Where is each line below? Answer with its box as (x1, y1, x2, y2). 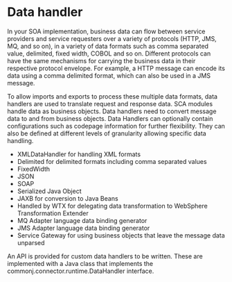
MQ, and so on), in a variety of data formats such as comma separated (7, 42, 209, 50)
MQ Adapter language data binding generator (17, 216, 148, 224)
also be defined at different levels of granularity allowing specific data (7, 129, 206, 138)
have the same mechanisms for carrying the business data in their (7, 56, 196, 65)
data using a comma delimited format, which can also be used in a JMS (7, 71, 211, 80)
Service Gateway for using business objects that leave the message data (17, 231, 225, 240)
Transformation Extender (17, 209, 89, 217)
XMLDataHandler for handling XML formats (17, 150, 141, 158)
